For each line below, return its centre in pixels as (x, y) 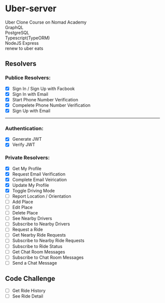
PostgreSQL (17, 32)
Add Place (23, 202)
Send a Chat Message (35, 263)
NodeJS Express (22, 43)
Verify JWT (24, 145)
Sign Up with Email (31, 111)
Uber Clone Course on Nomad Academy (46, 22)
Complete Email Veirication (40, 180)
